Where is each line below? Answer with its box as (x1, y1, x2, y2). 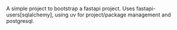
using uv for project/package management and (55, 11, 171, 18)
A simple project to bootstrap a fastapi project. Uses (6, 5, 135, 12)
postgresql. (6, 18, 34, 24)
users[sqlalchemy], (6, 11, 54, 18)
